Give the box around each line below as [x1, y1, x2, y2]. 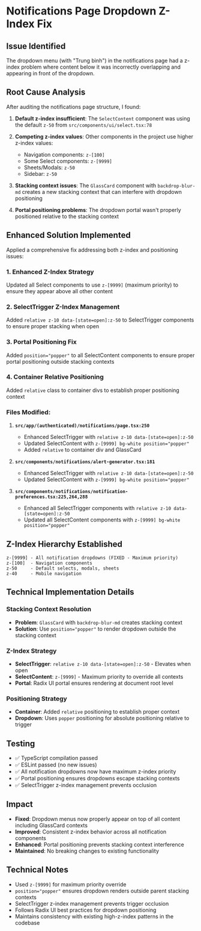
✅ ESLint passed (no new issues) [14, 761, 97, 768]
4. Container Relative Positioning [6, 373, 104, 381]
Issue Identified [6, 41, 66, 51]
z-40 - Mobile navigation [6, 570, 82, 576]
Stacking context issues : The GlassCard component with [14, 182, 157, 189]
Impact [6, 799, 33, 809]
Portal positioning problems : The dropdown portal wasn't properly [14, 206, 181, 213]
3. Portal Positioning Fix [6, 338, 77, 346]
